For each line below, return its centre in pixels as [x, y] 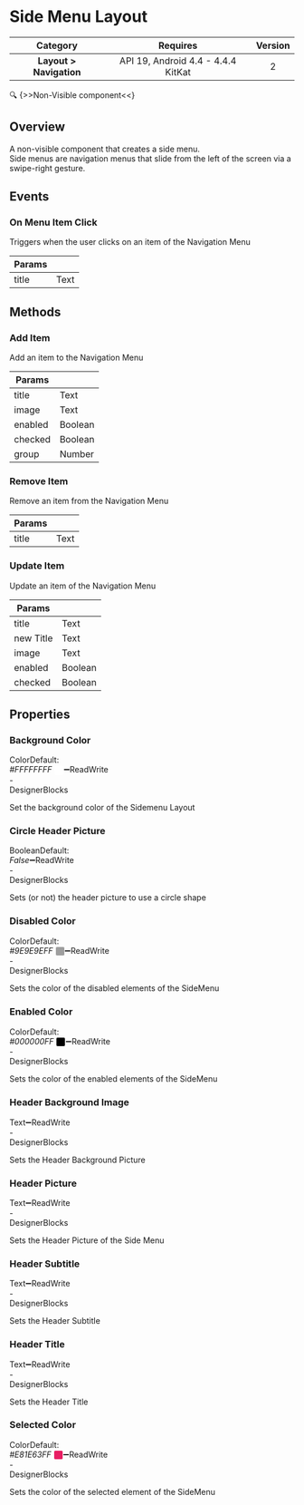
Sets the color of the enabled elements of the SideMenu [114, 1079]
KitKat [178, 72]
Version [273, 45]
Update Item [37, 566]
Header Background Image [69, 1102]
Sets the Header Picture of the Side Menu [87, 1240]
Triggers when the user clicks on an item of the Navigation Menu [130, 242]
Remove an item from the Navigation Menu [89, 501]
